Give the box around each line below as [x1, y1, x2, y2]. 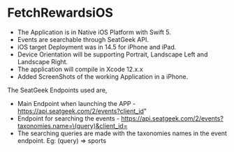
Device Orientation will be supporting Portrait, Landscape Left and [17, 50, 208, 59]
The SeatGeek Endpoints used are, [7, 86, 108, 94]
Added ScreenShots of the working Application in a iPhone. [17, 72, 189, 81]
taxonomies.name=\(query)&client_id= [17, 121, 128, 130]
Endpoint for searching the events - [17, 114, 120, 123]
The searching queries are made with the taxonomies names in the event [17, 129, 227, 137]
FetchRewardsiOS [7, 5, 114, 21]
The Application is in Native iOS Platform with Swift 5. [17, 28, 171, 36]
